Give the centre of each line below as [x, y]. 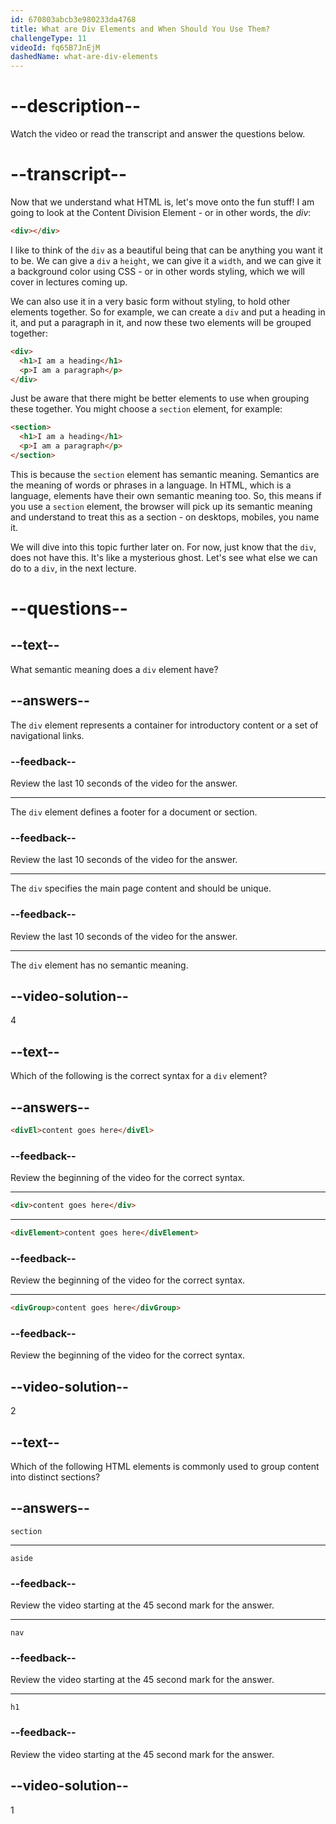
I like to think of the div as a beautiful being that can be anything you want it [166, 250]
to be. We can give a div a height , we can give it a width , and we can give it [166, 260]
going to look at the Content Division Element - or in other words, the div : [161, 212]
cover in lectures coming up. [69, 282]
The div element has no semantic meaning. [99, 965]
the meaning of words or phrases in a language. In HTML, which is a [151, 485]
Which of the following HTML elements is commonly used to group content [165, 1467]
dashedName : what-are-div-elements [84, 57]
